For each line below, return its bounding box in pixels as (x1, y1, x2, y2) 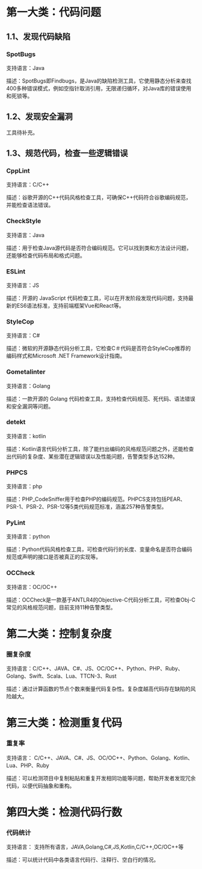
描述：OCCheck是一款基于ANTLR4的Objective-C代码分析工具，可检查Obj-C (6, 596, 196, 603)
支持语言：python (6, 533, 50, 540)
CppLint (6, 167, 30, 175)
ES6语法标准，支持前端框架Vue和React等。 (16, 302, 124, 309)
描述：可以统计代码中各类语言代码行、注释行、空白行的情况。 (6, 856, 159, 864)
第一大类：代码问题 (6, 5, 102, 19)
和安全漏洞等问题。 (6, 403, 54, 410)
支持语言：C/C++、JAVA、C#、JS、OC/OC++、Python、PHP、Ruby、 (6, 665, 183, 672)
